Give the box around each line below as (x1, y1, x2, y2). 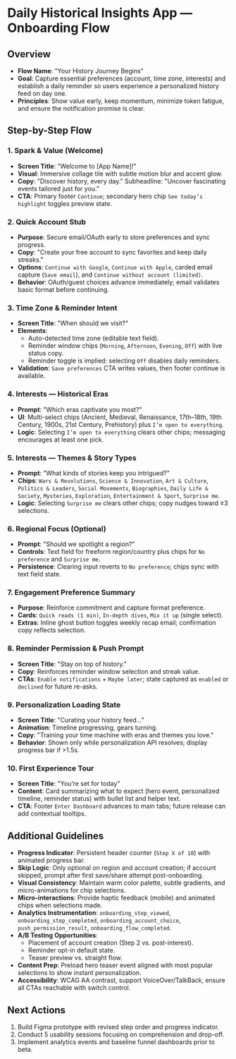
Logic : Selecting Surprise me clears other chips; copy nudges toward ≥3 (17, 499, 228, 507)
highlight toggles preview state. (17, 199, 113, 207)
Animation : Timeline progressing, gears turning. (17, 723, 158, 732)
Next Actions (7, 1004, 66, 1016)
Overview (7, 48, 51, 60)
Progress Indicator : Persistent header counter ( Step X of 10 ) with (17, 849, 211, 857)
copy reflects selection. (17, 626, 86, 634)
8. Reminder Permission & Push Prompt (7, 643, 144, 653)
